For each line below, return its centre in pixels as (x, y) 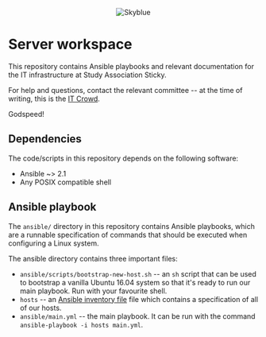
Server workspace (70, 45)
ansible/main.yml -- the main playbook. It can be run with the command (137, 316)
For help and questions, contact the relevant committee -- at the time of (125, 90)
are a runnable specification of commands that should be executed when (128, 234)
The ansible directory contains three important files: (93, 258)
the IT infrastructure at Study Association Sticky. (87, 75)
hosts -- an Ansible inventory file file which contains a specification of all (139, 299)
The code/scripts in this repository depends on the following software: (123, 158)
